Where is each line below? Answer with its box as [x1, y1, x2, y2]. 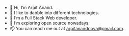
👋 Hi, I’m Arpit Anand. [9, 5, 53, 10]
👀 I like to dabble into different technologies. [9, 10, 99, 16]
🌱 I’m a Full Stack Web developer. [9, 15, 77, 20]
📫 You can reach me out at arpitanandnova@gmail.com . [9, 26, 125, 31]
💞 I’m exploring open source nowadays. [9, 20, 90, 26]
